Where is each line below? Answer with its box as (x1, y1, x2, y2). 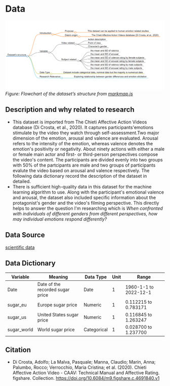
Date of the (37, 281, 61, 287)
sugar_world (7, 327, 33, 333)
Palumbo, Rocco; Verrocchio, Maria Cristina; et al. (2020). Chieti (12, 364, 147, 371)
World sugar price (37, 327, 75, 333)
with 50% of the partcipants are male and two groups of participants (12, 162, 156, 168)
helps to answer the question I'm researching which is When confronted (12, 205, 163, 211)
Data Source (5, 231, 45, 239)
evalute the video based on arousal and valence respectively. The (12, 167, 150, 173)
